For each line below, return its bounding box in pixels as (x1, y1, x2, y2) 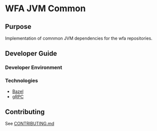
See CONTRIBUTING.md (5, 121, 55, 127)
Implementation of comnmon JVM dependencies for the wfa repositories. (5, 35, 153, 41)
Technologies (5, 77, 38, 84)
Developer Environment (5, 64, 62, 71)
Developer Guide (5, 49, 58, 58)
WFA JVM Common (5, 3, 86, 14)
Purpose (5, 22, 32, 31)
